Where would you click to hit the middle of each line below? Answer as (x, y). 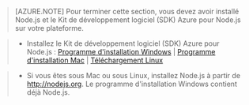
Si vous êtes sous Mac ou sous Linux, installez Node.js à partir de (134, 75)
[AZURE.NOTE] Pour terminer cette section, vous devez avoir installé (127, 11)
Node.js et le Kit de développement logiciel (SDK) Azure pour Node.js (128, 20)
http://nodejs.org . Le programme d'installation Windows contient (132, 84)
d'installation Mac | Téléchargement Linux (95, 60)
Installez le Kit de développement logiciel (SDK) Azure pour (123, 43)
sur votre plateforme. (49, 28)
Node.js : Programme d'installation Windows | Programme (121, 52)
